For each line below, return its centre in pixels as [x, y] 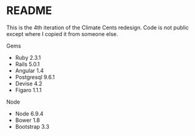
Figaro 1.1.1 [28, 90]
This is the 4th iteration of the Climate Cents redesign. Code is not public [97, 27]
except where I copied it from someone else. [62, 34]
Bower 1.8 [27, 120]
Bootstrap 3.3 [32, 126]
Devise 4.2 [29, 84]
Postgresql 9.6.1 [35, 77]
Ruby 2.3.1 [28, 57]
